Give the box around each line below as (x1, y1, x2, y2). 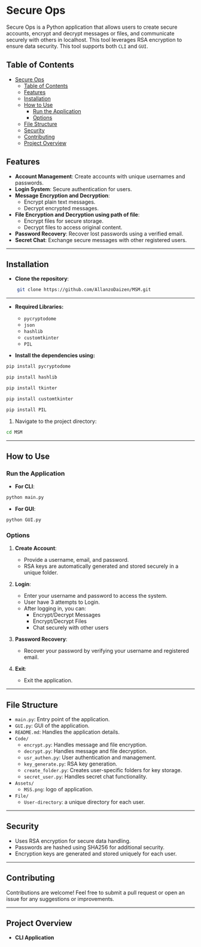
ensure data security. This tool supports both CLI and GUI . (6, 43, 148, 50)
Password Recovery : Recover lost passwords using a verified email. (14, 230, 184, 237)
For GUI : (14, 506, 36, 513)
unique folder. (23, 569, 59, 576)
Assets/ (14, 780, 34, 786)
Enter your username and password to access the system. (23, 592, 167, 600)
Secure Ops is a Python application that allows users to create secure (6, 23, 178, 31)
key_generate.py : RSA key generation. (23, 760, 118, 767)
